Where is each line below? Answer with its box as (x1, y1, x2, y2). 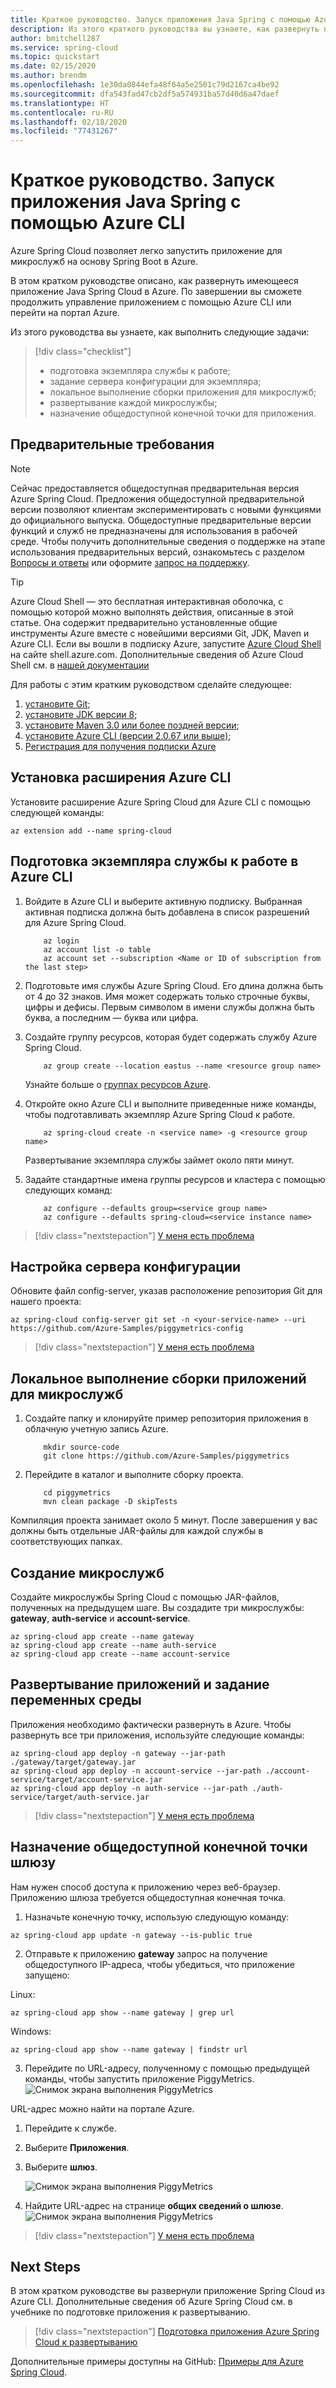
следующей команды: (10, 806, 105, 818)
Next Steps (10, 2258, 81, 2275)
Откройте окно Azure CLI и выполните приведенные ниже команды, (24, 1097, 317, 1110)
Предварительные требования (10, 436, 215, 453)
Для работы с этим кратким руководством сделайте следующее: (10, 678, 293, 690)
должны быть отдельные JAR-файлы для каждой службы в (10, 1525, 264, 1537)
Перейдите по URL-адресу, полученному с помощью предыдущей (24, 2062, 310, 2074)
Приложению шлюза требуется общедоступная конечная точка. (10, 1891, 287, 1903)
